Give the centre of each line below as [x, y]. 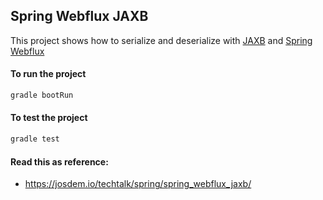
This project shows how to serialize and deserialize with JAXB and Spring [161, 40]
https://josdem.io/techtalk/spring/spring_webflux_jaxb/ [138, 184]
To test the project [49, 118]
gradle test [35, 139]
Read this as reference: [59, 161]
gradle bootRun [42, 95]
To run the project [48, 74]
